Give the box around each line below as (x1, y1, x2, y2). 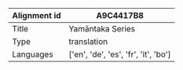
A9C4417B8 (96, 10, 144, 20)
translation (68, 36, 108, 46)
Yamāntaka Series (68, 24, 136, 34)
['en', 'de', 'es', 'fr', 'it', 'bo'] (68, 49, 171, 60)
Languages (12, 49, 53, 60)
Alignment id (12, 10, 61, 20)
